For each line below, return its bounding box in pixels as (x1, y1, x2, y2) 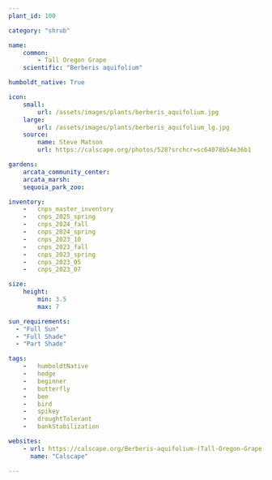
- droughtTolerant (23, 415, 92, 423)
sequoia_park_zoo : (23, 183, 85, 191)
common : (23, 49, 49, 57)
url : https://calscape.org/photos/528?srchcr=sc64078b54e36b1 (37, 146, 252, 154)
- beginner (23, 377, 67, 385)
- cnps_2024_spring (23, 228, 96, 236)
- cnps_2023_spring (23, 251, 96, 259)
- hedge (23, 370, 57, 378)
